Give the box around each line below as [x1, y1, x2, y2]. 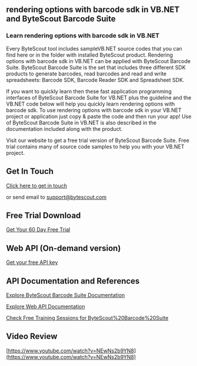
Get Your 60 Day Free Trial [6, 226, 71, 233]
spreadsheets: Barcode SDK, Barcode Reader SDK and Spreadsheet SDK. [6, 76, 185, 83]
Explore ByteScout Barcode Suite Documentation [6, 291, 125, 298]
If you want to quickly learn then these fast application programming [6, 88, 172, 95]
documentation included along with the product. [6, 125, 123, 132]
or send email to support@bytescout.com [6, 193, 107, 200]
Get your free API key [6, 259, 58, 266]
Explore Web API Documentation [6, 303, 85, 310]
